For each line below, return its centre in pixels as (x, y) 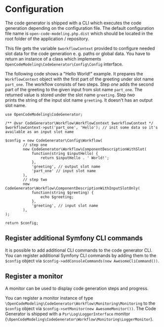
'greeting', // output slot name (66, 166)
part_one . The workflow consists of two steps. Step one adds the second (80, 84)
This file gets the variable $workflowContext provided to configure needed (80, 48)
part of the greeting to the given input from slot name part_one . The (74, 89)
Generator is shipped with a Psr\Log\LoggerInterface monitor (68, 314)
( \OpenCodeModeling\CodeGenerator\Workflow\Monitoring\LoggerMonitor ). (79, 319)
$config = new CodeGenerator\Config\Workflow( (54, 140)
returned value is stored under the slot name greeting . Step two (70, 95)
